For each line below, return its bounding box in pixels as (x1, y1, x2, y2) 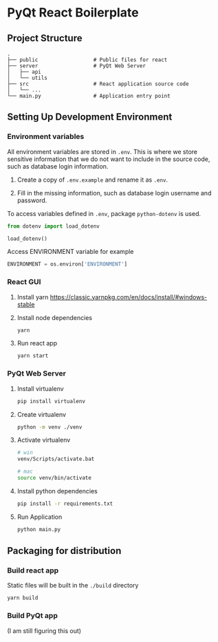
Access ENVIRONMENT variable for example (7, 248, 134, 256)
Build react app (7, 566, 59, 575)
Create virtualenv (17, 410, 67, 418)
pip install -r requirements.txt (17, 500, 113, 507)
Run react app (17, 339, 58, 347)
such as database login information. (7, 162, 109, 170)
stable (17, 300, 35, 308)
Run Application (17, 513, 63, 521)
